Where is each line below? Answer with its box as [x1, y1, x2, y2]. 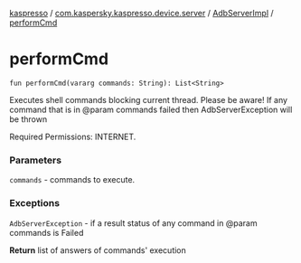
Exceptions [9, 197, 61, 210]
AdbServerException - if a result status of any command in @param [9, 217, 258, 229]
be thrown [9, 113, 48, 125]
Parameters [9, 154, 61, 166]
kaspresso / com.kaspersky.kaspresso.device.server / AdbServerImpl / [9, 8, 274, 18]
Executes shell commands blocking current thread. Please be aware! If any [9, 94, 287, 105]
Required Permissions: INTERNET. [9, 131, 136, 142]
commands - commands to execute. [9, 174, 136, 185]
